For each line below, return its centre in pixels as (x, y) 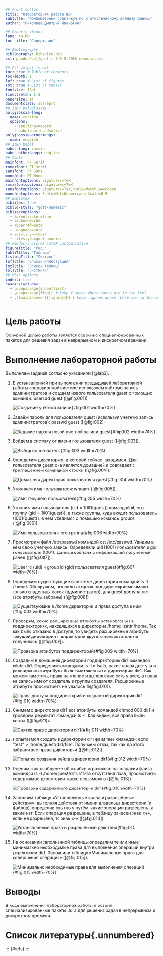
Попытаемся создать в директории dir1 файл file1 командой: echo (80, 739)
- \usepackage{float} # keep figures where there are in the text (78, 293)
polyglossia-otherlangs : (30, 135)
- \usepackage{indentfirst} (38, 289)
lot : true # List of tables (34, 85)
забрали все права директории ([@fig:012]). (58, 749)
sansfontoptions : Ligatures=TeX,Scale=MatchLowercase (61, 189)
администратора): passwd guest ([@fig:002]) (59, 422)
